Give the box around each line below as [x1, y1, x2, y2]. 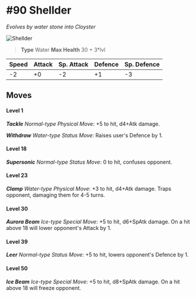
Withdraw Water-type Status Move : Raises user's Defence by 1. [6, 132, 163, 139]
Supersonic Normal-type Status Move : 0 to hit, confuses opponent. [6, 158, 172, 165]
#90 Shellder [6, 4, 72, 17]
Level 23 [6, 172, 28, 179]
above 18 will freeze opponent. [6, 284, 81, 291]
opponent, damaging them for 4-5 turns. [6, 191, 105, 199]
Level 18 [6, 145, 27, 152]
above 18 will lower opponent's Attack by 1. [6, 225, 112, 232]
